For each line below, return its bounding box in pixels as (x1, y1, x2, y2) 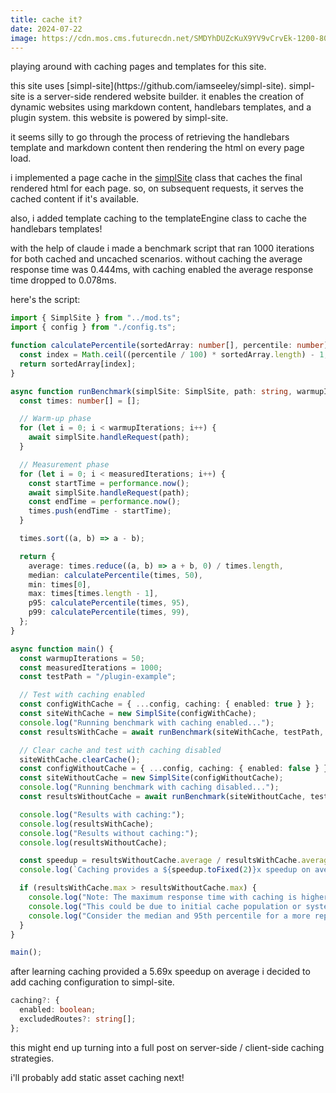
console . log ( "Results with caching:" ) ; (19, 809, 186, 820)
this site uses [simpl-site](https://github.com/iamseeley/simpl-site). (10, 80, 287, 92)
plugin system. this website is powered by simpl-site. (10, 112, 229, 124)
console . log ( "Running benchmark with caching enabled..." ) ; (19, 717, 275, 728)
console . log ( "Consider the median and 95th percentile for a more (28, 911, 311, 921)
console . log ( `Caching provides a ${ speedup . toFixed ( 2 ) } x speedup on (19, 865, 311, 875)
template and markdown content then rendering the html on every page (10, 142, 305, 154)
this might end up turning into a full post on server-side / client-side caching (10, 1041, 325, 1053)
